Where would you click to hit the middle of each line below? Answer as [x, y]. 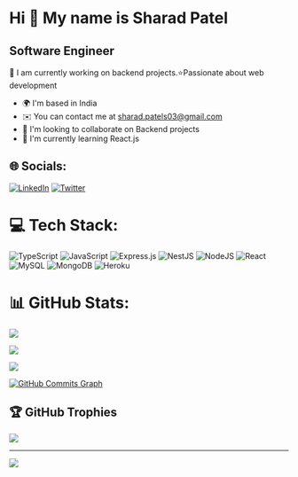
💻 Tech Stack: [64, 225]
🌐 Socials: [38, 166]
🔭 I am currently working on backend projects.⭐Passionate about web [137, 73]
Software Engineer [62, 51]
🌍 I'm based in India [59, 103]
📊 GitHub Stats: [70, 303]
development [33, 85]
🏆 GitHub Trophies [63, 413]
